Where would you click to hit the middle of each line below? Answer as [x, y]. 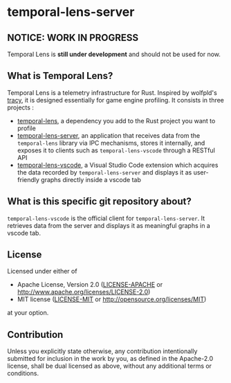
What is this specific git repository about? [99, 202]
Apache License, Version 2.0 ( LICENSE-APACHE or [90, 285]
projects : [21, 107]
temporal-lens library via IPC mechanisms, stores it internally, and [111, 143]
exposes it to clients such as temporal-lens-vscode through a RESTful [116, 150]
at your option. [28, 313]
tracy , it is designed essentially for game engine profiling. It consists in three [116, 100]
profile [26, 128]
